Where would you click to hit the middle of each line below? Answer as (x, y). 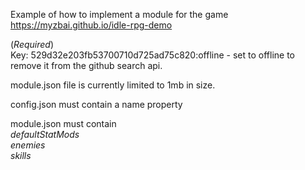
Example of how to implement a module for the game (119, 14)
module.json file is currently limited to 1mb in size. (113, 85)
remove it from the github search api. (86, 65)
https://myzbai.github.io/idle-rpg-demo (91, 25)
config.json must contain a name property (96, 104)
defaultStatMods (45, 134)
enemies (28, 145)
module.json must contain (63, 123)
